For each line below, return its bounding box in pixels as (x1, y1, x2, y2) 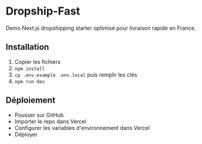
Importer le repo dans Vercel (14, 117, 86, 125)
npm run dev (14, 78, 45, 84)
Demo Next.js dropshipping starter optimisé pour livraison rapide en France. (5, 24, 196, 32)
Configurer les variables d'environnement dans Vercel (14, 124, 150, 131)
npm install (14, 66, 45, 72)
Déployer (14, 131, 38, 138)
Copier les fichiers (14, 58, 61, 65)
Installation (5, 42, 49, 52)
